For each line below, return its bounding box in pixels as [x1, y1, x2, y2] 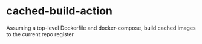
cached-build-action [6, 4, 113, 18]
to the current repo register [6, 30, 74, 37]
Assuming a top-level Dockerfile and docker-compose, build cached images [6, 24, 196, 31]
